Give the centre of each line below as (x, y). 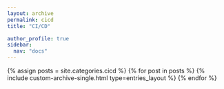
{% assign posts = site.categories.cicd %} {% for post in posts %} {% (106, 71)
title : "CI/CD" (29, 26)
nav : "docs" (31, 51)
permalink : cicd (30, 20)
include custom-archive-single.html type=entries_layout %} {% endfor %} (112, 78)
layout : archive (30, 13)
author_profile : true (38, 38)
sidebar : (20, 45)
